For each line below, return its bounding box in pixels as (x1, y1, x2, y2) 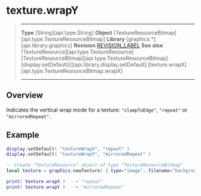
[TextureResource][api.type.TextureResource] (20, 48, 134, 55)
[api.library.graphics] (20, 41, 73, 49)
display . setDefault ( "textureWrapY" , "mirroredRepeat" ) (6, 151, 151, 158)
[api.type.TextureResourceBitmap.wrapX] (20, 67, 123, 74)
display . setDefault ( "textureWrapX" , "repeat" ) (6, 146, 130, 152)
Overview (6, 91, 44, 101)
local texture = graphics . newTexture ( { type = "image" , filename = (6, 168, 173, 174)
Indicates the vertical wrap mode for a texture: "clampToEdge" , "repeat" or (6, 106, 188, 113)
